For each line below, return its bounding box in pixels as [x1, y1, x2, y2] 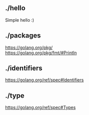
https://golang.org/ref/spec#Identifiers [5, 77, 84, 83]
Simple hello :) [5, 17, 35, 23]
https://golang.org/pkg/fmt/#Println [5, 49, 77, 56]
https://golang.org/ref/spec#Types [5, 105, 76, 111]
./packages [5, 32, 41, 40]
